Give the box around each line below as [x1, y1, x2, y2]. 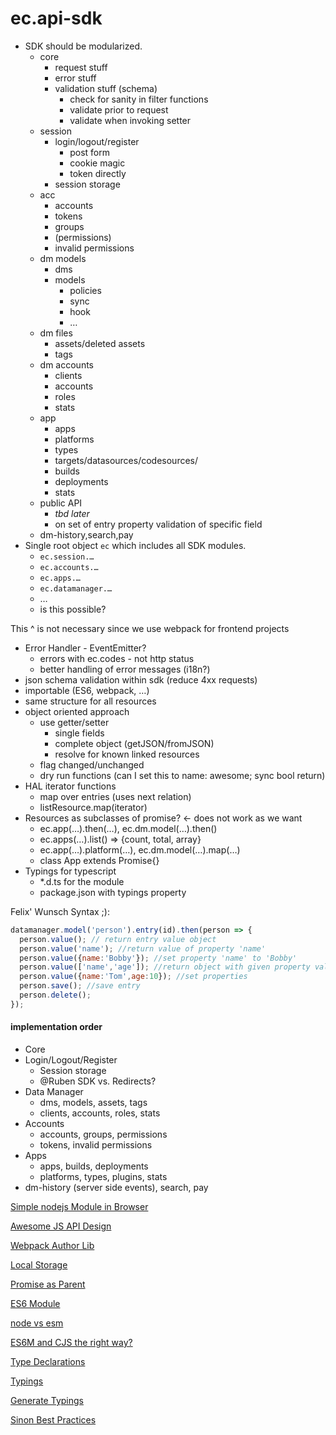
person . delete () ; [19, 990, 92, 1001]
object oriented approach [24, 705, 130, 717]
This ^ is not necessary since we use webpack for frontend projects [10, 622, 290, 634]
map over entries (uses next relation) [39, 790, 192, 802]
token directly [69, 167, 127, 179]
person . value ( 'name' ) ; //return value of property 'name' [19, 943, 267, 954]
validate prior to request [69, 103, 169, 116]
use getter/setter [39, 716, 110, 728]
